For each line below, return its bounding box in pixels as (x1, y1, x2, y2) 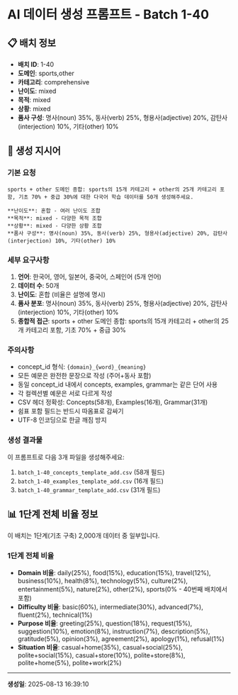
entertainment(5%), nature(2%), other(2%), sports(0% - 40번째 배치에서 (17, 584, 228, 593)
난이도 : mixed (17, 87, 57, 95)
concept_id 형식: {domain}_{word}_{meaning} (17, 362, 147, 371)
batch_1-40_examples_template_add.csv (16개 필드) (17, 477, 164, 485)
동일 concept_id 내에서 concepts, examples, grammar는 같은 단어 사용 (17, 380, 218, 389)
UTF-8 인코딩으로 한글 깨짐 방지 (17, 416, 108, 424)
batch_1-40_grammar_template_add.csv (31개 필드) (17, 485, 161, 494)
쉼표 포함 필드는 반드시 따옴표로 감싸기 (17, 407, 124, 416)
